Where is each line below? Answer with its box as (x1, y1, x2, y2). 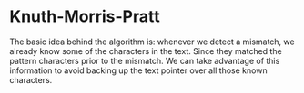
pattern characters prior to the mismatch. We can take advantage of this (9, 55, 280, 66)
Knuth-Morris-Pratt (9, 6, 161, 27)
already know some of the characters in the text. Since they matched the (9, 45, 282, 56)
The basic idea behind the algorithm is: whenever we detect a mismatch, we (9, 36, 295, 47)
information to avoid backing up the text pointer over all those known (9, 65, 268, 76)
